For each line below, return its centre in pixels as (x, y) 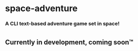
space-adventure (41, 8)
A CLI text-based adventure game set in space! (62, 24)
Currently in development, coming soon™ (69, 42)
